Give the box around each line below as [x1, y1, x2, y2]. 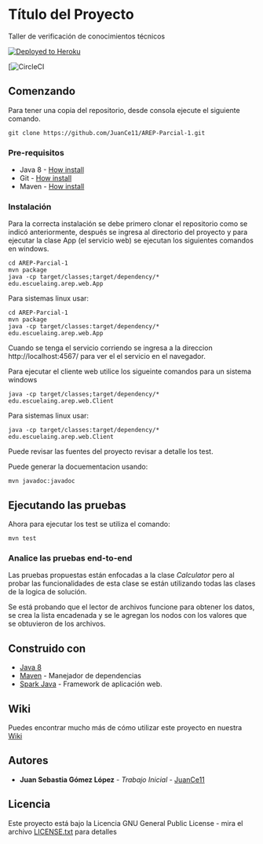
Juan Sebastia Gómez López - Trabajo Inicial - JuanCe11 [19, 775, 206, 784]
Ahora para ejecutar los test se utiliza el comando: [8, 520, 170, 529]
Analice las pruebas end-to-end [8, 553, 133, 564]
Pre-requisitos [8, 147, 64, 158]
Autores [8, 754, 49, 767]
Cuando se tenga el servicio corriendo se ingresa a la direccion [8, 343, 214, 353]
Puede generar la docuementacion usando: [8, 462, 148, 472]
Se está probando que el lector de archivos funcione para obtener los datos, [8, 602, 255, 612]
